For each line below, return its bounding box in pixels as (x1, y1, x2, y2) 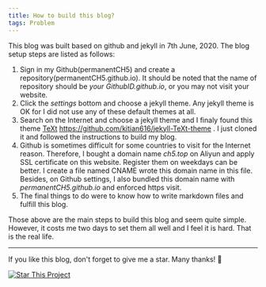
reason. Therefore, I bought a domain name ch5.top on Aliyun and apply (19, 148, 255, 159)
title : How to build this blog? (8, 11, 115, 20)
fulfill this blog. (19, 199, 69, 209)
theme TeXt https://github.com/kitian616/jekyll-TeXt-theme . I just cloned (19, 124, 257, 133)
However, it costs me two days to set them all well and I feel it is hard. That (8, 223, 252, 232)
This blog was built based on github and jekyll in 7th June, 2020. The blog (8, 40, 250, 50)
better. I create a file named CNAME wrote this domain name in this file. (19, 166, 253, 175)
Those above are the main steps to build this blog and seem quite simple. (8, 215, 247, 224)
